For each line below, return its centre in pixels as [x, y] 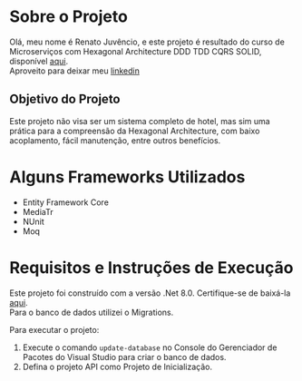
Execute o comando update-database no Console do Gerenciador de [150, 347]
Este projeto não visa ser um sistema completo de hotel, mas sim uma [140, 121]
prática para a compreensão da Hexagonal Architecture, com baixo [135, 131]
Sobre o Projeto [69, 17]
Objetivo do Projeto [65, 99]
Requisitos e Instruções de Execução [151, 267]
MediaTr [38, 211]
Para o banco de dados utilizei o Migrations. [92, 312]
